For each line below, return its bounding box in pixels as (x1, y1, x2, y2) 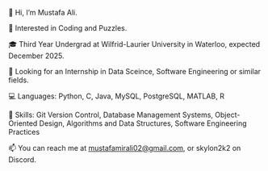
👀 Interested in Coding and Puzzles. (8, 23, 128, 32)
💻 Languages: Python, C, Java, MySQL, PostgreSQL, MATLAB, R (8, 91, 224, 101)
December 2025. (8, 51, 65, 60)
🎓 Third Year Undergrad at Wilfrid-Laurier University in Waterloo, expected (8, 40, 261, 48)
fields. (8, 75, 30, 85)
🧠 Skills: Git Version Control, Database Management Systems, (8, 110, 214, 119)
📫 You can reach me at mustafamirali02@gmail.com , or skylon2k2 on (8, 144, 241, 152)
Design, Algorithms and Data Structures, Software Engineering (39, 119, 248, 128)
